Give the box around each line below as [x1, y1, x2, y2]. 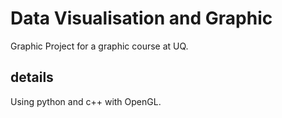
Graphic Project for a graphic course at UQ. [10, 40, 189, 52]
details [10, 69, 54, 86]
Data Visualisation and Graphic [10, 7, 273, 30]
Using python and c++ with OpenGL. [10, 95, 162, 107]
